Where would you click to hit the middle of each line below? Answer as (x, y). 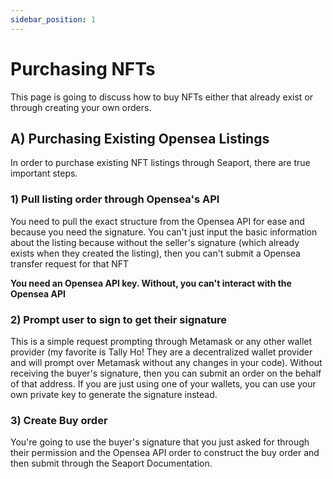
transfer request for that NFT (70, 263)
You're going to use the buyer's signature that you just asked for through (160, 442)
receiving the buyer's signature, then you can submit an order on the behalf (166, 373)
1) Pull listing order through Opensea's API (115, 199)
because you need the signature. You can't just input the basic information (164, 232)
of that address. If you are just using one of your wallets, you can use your (163, 383)
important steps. (44, 173)
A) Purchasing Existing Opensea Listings (140, 138)
